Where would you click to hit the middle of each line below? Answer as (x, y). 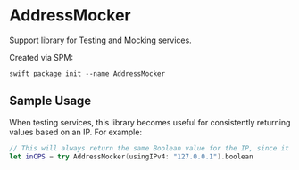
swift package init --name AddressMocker (87, 73)
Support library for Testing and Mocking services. (100, 40)
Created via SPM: (42, 57)
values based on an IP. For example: (76, 132)
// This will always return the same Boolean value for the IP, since (143, 148)
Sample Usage (50, 101)
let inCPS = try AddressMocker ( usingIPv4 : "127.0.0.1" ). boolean (131, 157)
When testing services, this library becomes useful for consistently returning (150, 122)
